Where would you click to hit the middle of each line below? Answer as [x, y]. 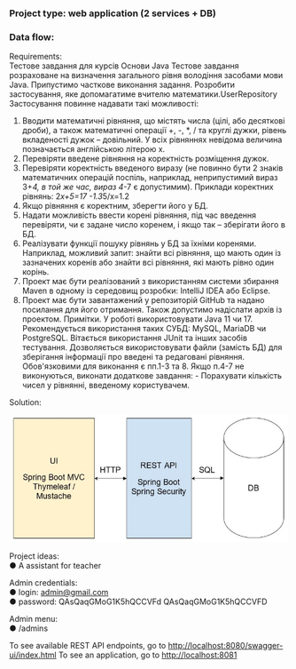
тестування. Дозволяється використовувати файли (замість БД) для [152, 347]
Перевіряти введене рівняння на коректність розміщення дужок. [145, 159]
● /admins [29, 628]
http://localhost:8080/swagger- [226, 646]
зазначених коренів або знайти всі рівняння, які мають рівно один [148, 263]
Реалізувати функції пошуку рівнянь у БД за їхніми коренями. [139, 243]
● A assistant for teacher [55, 566]
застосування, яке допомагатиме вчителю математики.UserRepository [143, 94]
